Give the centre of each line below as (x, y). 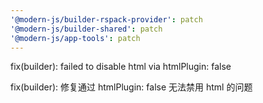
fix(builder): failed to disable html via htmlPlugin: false (121, 67)
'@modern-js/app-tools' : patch (75, 38)
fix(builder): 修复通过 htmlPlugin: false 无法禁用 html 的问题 (131, 87)
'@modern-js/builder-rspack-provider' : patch (106, 19)
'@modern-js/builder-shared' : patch (86, 29)
